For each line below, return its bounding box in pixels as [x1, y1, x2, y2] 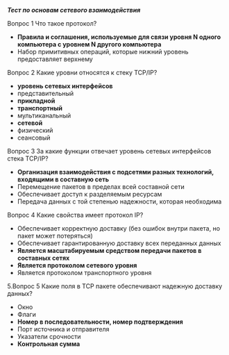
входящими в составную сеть [17, 175, 110, 183]
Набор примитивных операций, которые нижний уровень [17, 48, 189, 56]
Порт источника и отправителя [17, 325, 110, 333]
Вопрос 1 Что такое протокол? [7, 19, 97, 27]
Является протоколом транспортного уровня [17, 269, 152, 276]
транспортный [17, 104, 63, 112]
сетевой [17, 119, 43, 127]
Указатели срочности [17, 333, 81, 340]
